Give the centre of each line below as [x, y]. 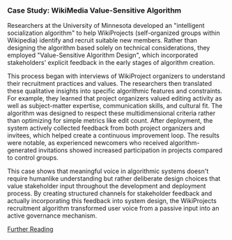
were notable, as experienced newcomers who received [88, 143]
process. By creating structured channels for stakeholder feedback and [110, 193]
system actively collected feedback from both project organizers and [106, 128]
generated [22, 150]
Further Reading [30, 230]
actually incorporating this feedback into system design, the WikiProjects [112, 201]
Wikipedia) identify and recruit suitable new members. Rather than [102, 40]
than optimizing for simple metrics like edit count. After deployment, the [110, 121]
